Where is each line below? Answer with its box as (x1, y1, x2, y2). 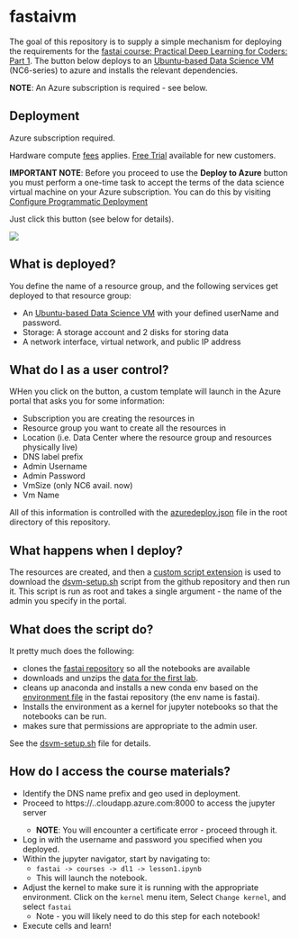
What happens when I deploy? (9, 542, 183, 558)
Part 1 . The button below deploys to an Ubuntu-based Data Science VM (9, 55, 275, 66)
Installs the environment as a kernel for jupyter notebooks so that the (22, 701, 278, 712)
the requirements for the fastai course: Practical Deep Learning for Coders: (9, 45, 288, 56)
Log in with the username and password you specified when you (22, 833, 263, 844)
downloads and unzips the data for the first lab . (22, 673, 198, 683)
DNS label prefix (22, 451, 84, 462)
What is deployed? (9, 257, 117, 272)
